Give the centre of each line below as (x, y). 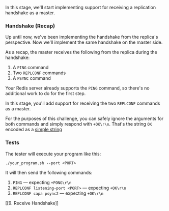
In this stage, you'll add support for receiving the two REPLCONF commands (83, 103)
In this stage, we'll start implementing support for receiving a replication (81, 7)
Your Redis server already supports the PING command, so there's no (78, 88)
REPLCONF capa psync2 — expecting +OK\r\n (58, 193)
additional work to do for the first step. (46, 94)
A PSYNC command (32, 78)
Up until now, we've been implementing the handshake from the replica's (82, 37)
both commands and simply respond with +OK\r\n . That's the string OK (79, 124)
